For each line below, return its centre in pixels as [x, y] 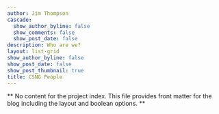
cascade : [20, 20]
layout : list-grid [33, 52]
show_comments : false [44, 32]
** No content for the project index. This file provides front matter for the [109, 96]
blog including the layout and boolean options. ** [76, 104]
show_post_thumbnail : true [46, 70]
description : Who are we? [44, 45]
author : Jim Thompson [38, 13]
